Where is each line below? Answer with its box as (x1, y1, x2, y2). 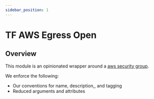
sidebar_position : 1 (5, 7, 49, 13)
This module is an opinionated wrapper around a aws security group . (5, 63, 149, 69)
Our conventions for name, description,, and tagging (12, 82, 123, 89)
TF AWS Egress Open (5, 29, 97, 41)
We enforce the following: (5, 73, 59, 79)
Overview (5, 49, 37, 58)
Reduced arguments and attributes (12, 88, 85, 94)
